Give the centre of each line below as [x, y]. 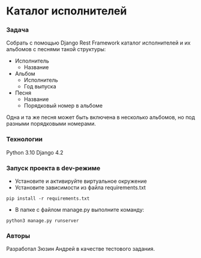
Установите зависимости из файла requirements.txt [80, 188]
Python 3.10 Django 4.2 [35, 152]
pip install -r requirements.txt [48, 199]
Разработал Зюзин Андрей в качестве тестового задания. [81, 249]
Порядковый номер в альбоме [63, 106]
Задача [17, 30]
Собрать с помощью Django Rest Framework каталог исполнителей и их [98, 43]
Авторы [18, 236]
